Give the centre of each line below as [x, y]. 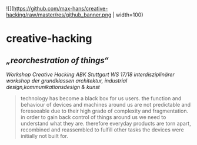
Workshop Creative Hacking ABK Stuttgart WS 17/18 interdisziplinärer [90, 74]
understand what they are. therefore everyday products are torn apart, [106, 123]
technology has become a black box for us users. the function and [101, 98]
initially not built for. [44, 136]
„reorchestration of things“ [57, 60]
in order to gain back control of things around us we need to [93, 117]
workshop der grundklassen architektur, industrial [67, 81]
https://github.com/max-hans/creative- [61, 9]
